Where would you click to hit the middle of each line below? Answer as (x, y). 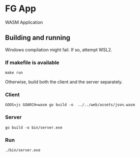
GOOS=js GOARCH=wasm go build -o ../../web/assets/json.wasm (70, 105)
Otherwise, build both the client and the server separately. (64, 82)
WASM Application (24, 22)
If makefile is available (32, 62)
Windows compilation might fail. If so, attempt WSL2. (59, 49)
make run (14, 73)
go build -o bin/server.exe (34, 127)
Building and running (38, 38)
